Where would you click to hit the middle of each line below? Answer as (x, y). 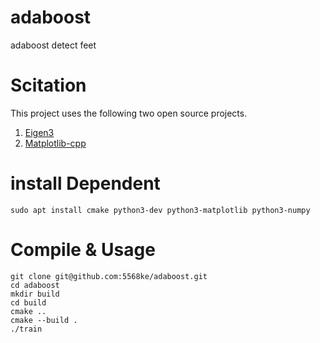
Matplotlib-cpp (55, 143)
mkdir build (35, 294)
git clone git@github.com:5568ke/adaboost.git (109, 276)
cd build (28, 302)
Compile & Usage (83, 250)
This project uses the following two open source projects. (129, 113)
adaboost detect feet (53, 45)
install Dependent (85, 183)
